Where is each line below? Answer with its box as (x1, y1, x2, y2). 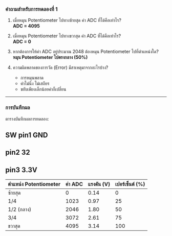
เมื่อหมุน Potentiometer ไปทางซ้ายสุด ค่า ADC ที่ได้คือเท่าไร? (12, 17, 122, 23)
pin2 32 (5, 148, 30, 157)
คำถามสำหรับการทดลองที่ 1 (5, 6, 58, 13)
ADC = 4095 (12, 23, 40, 29)
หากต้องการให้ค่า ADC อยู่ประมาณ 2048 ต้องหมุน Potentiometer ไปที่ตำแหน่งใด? (12, 49, 159, 55)
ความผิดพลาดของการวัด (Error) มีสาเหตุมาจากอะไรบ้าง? (12, 64, 109, 70)
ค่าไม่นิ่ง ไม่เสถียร (20, 80, 50, 87)
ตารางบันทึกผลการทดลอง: (5, 115, 49, 122)
